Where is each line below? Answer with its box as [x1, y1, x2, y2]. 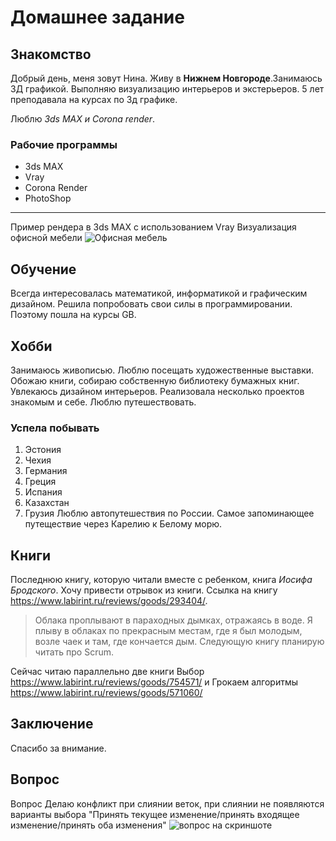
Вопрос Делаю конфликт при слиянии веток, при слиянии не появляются [10, 797, 325, 810]
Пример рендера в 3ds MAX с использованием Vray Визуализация [10, 221, 297, 233]
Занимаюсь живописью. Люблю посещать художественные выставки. [10, 364, 315, 376]
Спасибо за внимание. [10, 742, 107, 754]
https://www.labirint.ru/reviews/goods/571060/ [10, 687, 203, 699]
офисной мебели [10, 232, 83, 244]
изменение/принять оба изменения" [10, 819, 167, 831]
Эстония [24, 444, 62, 456]
